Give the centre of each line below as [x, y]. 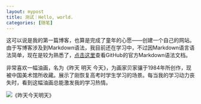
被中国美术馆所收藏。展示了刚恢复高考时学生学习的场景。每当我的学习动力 [98, 75]
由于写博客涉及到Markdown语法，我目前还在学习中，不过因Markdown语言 [98, 48]
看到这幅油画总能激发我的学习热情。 [66, 83]
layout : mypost [25, 12]
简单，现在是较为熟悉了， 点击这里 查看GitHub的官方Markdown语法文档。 [101, 55]
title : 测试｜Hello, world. [40, 17]
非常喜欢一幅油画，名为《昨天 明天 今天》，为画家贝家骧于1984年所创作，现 [99, 68]
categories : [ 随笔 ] [30, 23]
